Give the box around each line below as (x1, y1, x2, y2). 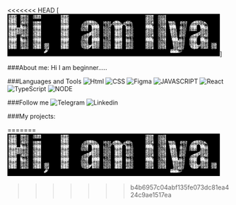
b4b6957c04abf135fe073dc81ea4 (130, 183, 230, 192)
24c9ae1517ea (130, 191, 172, 199)
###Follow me (7, 98, 49, 107)
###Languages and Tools (7, 77, 82, 86)
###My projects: (7, 112, 56, 120)
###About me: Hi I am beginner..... (7, 64, 107, 71)
